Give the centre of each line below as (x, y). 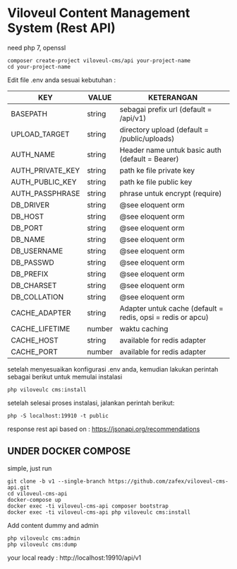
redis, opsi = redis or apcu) (164, 317)
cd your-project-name (39, 67)
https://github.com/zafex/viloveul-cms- (169, 481)
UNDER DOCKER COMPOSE (69, 451)
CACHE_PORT (34, 352)
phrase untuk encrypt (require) (171, 193)
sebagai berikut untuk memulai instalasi (65, 377)
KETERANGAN (173, 97)
